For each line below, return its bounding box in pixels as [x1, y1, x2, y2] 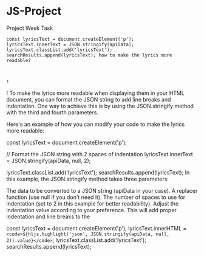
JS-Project [6, 4, 62, 18]
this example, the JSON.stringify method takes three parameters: [6, 175, 169, 182]
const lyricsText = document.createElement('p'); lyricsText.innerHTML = [6, 224, 187, 232]
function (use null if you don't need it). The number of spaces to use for [6, 193, 186, 201]
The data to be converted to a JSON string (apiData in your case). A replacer [6, 187, 198, 194]
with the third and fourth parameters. [6, 108, 99, 116]
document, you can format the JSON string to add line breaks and [6, 95, 171, 103]
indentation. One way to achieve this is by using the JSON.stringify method [6, 102, 194, 109]
